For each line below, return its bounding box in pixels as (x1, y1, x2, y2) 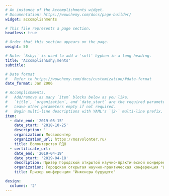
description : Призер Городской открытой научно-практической (14, 160, 145, 165)
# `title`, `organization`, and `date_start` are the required (5, 100, 145, 105)
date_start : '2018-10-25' (14, 123, 69, 128)
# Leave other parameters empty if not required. (5, 104, 116, 109)
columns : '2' (10, 183, 37, 188)
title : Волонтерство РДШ (14, 141, 66, 146)
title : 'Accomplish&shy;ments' (5, 58, 71, 63)
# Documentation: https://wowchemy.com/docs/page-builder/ (5, 12, 132, 17)
